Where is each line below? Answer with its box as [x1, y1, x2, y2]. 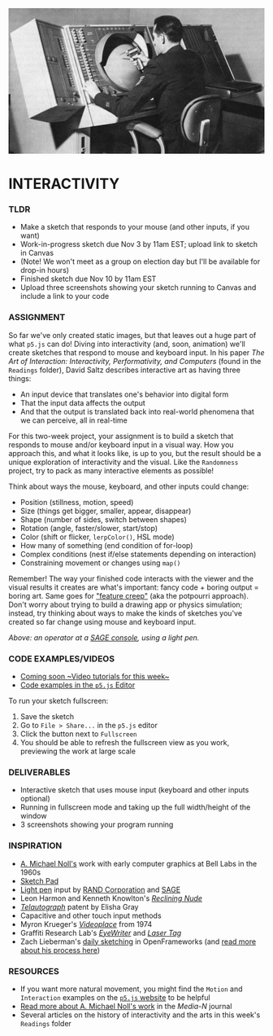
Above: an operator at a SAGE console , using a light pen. [8, 632, 200, 643]
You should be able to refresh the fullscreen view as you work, [19, 738, 230, 748]
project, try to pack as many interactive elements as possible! [8, 465, 214, 476]
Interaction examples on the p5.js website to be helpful [19, 992, 210, 1002]
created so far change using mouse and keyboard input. [8, 617, 197, 626]
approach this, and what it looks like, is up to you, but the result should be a [8, 448, 262, 458]
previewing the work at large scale [19, 746, 136, 757]
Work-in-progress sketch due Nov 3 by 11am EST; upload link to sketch [19, 239, 258, 249]
